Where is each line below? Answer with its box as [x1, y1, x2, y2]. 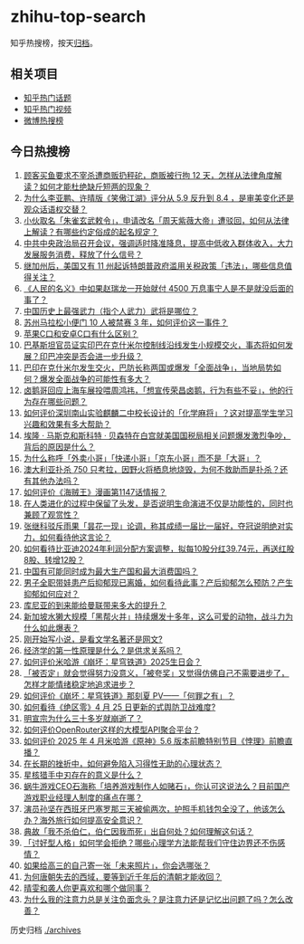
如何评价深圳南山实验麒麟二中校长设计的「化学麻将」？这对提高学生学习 [23, 407, 293, 418]
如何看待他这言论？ [39, 531, 111, 542]
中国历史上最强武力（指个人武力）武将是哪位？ [23, 305, 198, 316]
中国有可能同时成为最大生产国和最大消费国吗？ [23, 566, 198, 577]
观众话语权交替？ [23, 204, 88, 215]
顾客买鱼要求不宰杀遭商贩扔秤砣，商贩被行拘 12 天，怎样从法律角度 [23, 169, 274, 180]
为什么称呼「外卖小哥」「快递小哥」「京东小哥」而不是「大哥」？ [23, 453, 261, 463]
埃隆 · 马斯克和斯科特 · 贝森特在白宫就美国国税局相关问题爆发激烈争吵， [23, 430, 291, 441]
